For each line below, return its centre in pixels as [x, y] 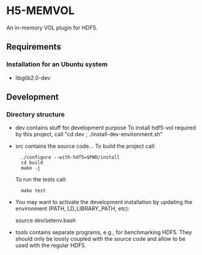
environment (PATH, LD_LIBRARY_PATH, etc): [72, 208]
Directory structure [36, 114]
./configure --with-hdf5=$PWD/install [70, 158]
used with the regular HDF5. [50, 245]
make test [33, 191]
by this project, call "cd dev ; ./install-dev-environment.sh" [89, 134]
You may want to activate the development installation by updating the [104, 202]
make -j [31, 168]
